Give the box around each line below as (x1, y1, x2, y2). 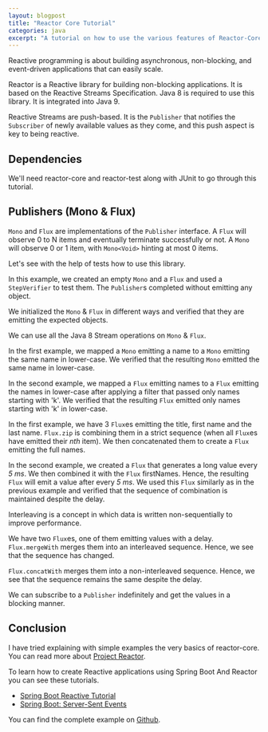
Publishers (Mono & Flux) (8, 205, 136, 219)
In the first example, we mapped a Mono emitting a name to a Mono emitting (8, 346, 250, 355)
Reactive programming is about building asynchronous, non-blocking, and (8, 56, 252, 65)
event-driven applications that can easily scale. (8, 65, 164, 74)
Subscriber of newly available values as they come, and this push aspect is (8, 121, 255, 130)
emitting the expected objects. (8, 315, 108, 324)
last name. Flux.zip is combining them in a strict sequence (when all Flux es (8, 428, 258, 437)
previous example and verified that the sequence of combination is (8, 485, 228, 495)
